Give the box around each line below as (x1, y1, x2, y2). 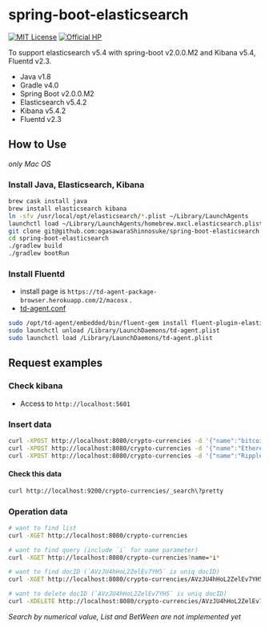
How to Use (8, 138, 67, 152)
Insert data (8, 419, 52, 430)
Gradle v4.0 (19, 80, 59, 90)
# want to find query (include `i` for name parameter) (8, 546, 199, 554)
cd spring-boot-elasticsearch (8, 234, 110, 242)
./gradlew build (8, 242, 62, 250)
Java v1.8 (19, 71, 51, 81)
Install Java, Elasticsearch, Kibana (8, 179, 145, 190)
